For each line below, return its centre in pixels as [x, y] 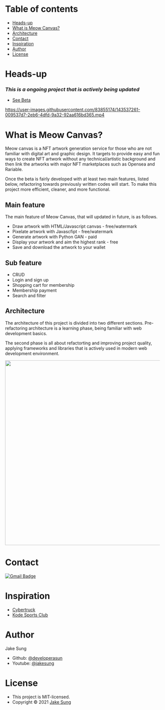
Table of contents [42, 9]
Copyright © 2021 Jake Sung [41, 702]
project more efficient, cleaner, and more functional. [58, 189]
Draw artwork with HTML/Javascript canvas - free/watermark [75, 226]
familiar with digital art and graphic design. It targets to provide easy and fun [82, 154]
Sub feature [24, 263]
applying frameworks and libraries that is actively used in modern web [76, 348]
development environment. [32, 353]
